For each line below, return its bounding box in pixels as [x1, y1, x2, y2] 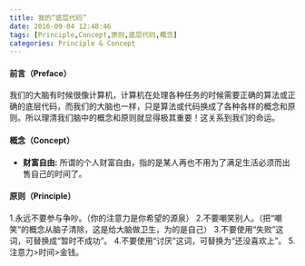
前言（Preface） [9, 67, 72, 78]
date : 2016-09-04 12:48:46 [9, 22, 112, 31]
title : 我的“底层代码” [9, 13, 87, 23]
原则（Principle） [9, 191, 76, 202]
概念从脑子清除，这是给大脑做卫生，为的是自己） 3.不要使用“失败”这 [28, 223, 284, 234]
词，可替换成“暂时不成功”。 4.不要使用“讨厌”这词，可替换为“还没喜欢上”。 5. [9, 235, 296, 246]
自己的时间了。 [30, 168, 87, 179]
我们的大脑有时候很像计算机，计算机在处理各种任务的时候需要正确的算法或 [9, 90, 288, 101]
